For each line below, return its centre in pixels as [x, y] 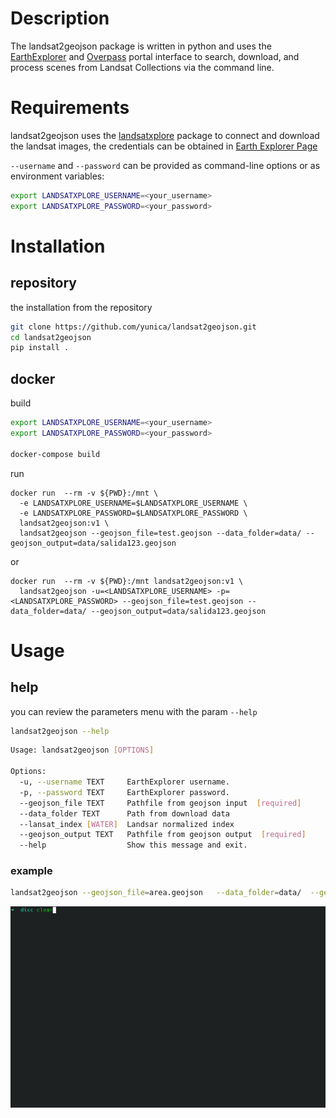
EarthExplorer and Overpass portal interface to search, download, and [155, 56]
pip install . [40, 348]
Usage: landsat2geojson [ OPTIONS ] [82, 750]
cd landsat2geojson [51, 337]
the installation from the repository [81, 307]
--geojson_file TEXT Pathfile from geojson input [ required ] [160, 803]
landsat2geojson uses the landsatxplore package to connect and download [165, 135]
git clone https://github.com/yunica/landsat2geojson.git [133, 327]
